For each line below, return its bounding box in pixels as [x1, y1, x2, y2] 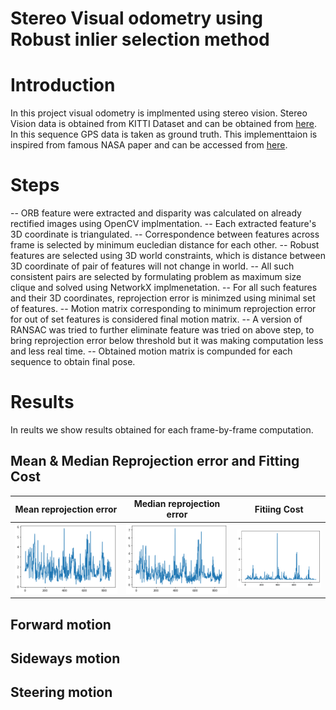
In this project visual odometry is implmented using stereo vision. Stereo [10, 107, 308, 119]
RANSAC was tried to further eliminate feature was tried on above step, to [10, 324, 315, 336]
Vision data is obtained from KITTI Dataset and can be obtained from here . [10, 118, 317, 130]
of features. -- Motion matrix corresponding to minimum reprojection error [10, 303, 317, 315]
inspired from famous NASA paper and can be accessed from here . [10, 139, 288, 151]
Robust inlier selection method [10, 28, 270, 51]
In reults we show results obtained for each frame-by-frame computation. [10, 424, 314, 436]
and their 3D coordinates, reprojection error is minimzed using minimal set [10, 292, 316, 304]
